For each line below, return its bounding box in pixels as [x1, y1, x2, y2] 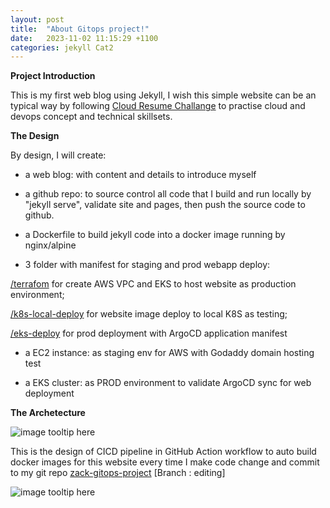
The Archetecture [10, 407, 86, 419]
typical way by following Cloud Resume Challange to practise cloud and [10, 100, 306, 112]
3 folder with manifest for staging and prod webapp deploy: [24, 259, 271, 271]
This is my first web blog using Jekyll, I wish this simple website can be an [10, 89, 317, 101]
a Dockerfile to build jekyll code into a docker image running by [24, 229, 286, 241]
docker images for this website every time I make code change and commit [10, 456, 320, 468]
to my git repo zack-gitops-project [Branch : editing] [10, 467, 226, 479]
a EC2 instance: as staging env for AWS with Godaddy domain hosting [24, 347, 315, 359]
